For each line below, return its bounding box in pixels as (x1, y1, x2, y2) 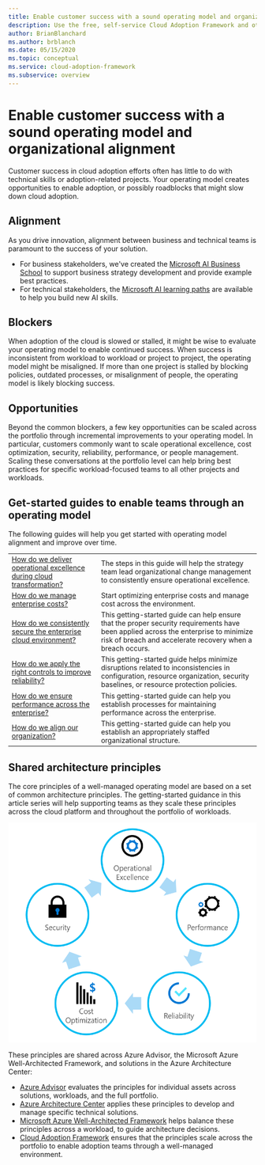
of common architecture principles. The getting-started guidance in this (8, 790, 241, 799)
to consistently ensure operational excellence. (101, 575, 250, 585)
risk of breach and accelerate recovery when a (101, 636, 252, 645)
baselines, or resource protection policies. (101, 680, 237, 689)
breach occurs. (101, 643, 151, 653)
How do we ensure (11, 691, 73, 700)
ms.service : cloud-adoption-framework (8, 63, 136, 71)
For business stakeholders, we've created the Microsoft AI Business (19, 259, 241, 268)
